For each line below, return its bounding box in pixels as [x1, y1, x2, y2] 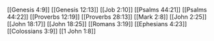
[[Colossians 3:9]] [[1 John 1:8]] [7, 27, 96, 35]
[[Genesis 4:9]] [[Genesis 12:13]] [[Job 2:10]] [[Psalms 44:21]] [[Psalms [7, 6, 207, 13]
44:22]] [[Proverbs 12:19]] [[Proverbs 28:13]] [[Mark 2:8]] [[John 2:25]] [7, 13, 207, 21]
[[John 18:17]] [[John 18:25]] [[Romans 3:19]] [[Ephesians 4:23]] [7, 20, 187, 28]
